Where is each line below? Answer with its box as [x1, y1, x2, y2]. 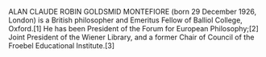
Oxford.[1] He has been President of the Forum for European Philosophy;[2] [8, 24, 260, 33]
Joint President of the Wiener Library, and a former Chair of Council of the [8, 32, 255, 42]
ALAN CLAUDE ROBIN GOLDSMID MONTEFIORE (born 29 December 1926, [8, 7, 257, 16]
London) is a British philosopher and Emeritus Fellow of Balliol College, [8, 15, 243, 25]
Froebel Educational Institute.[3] [8, 41, 115, 51]
